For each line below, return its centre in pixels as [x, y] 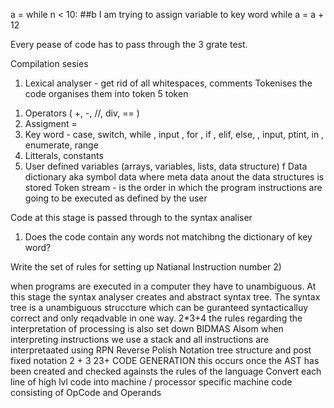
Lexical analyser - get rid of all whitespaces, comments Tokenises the [168, 83]
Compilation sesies [49, 63]
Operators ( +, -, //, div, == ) [82, 113]
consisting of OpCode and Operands [86, 392]
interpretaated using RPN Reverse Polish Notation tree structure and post [161, 350]
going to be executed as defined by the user [116, 198]
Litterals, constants [64, 155]
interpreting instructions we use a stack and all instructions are [140, 339]
